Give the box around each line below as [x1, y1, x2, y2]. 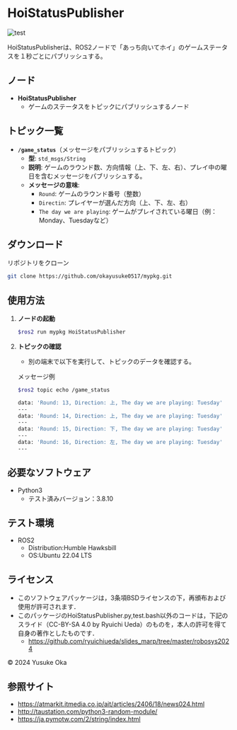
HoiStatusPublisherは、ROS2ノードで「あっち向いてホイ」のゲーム [7, 42, 203, 51]
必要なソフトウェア [7, 467, 91, 479]
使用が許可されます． [17, 603, 80, 611]
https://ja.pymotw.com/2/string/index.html [17, 715, 141, 724]
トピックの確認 [17, 342, 62, 350]
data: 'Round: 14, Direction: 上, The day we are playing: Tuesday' [17, 412, 223, 419]
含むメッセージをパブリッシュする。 [40, 171, 146, 180]
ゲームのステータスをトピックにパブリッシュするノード [28, 102, 190, 110]
